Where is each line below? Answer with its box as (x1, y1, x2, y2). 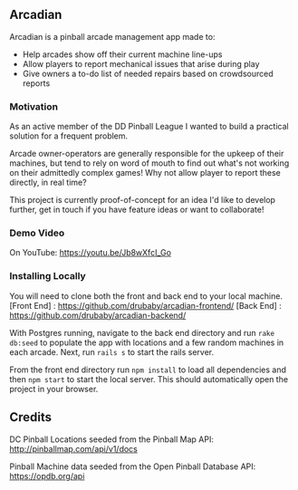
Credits (9, 409, 53, 425)
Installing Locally (9, 270, 86, 283)
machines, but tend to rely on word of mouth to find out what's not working (9, 158, 290, 168)
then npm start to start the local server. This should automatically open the (9, 373, 288, 384)
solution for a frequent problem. (9, 130, 129, 141)
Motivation (9, 100, 59, 112)
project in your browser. (9, 383, 99, 394)
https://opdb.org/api (9, 470, 85, 481)
